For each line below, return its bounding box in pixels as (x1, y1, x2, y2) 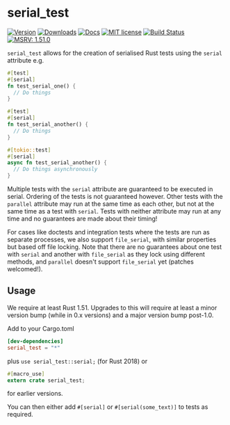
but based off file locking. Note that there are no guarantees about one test (7, 243, 222, 251)
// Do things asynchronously (13, 166, 98, 173)
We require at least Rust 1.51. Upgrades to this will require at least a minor (7, 303, 217, 312)
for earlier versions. (7, 390, 64, 398)
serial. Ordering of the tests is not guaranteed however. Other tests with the (7, 193, 224, 201)
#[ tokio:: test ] (7, 146, 51, 154)
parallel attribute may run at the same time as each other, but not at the (7, 200, 215, 208)
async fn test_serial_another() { (7, 159, 108, 166)
